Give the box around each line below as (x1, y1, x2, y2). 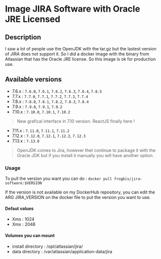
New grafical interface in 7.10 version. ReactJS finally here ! (16, 118, 135, 124)
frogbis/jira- (114, 177, 143, 181)
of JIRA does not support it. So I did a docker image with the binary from (5, 51, 149, 57)
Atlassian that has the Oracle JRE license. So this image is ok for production (5, 56, 156, 62)
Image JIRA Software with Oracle (5, 3, 140, 15)
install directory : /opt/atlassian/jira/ (12, 243, 83, 249)
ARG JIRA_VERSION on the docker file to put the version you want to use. (5, 194, 151, 200)
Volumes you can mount (5, 232, 55, 238)
